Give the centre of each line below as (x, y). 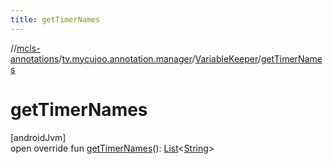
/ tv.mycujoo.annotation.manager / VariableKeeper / (160, 58)
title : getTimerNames (55, 19)
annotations (35, 58)
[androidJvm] (38, 137)
